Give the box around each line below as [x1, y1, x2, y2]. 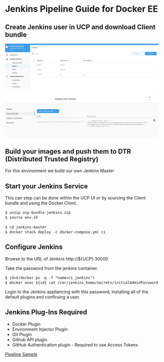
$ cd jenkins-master [5, 225, 47, 230]
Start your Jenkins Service [5, 182, 88, 190]
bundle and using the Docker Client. [5, 200, 77, 206]
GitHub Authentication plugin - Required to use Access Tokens [12, 342, 138, 347]
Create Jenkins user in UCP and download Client [5, 23, 156, 31]
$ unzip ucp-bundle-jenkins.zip [5, 210, 71, 215]
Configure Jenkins [5, 243, 63, 251]
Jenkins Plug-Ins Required [5, 308, 87, 317]
